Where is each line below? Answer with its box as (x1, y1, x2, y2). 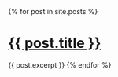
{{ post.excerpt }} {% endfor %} (8, 60, 112, 69)
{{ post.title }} (8, 35, 101, 53)
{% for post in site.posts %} (8, 7, 98, 16)
